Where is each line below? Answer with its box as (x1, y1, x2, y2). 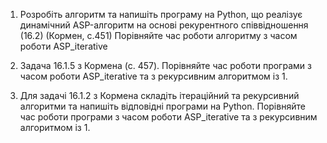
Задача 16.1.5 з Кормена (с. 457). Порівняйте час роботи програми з (19, 60, 312, 71)
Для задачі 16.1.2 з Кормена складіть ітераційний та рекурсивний (19, 90, 300, 101)
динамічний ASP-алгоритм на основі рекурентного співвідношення (19, 19, 309, 31)
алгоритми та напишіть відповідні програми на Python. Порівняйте (19, 100, 306, 112)
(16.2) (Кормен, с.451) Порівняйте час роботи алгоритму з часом (19, 30, 298, 41)
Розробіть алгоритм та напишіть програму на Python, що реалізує (19, 9, 303, 20)
